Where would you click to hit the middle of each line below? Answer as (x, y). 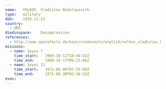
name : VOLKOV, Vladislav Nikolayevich (47, 10)
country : (14, 23)
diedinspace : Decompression (37, 33)
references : (17, 38)
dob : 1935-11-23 (25, 19)
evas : (11, 79)
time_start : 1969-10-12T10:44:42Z (52, 56)
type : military (23, 14)
